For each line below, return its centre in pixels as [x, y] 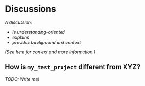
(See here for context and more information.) [50, 52]
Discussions [31, 9]
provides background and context [46, 42]
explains [21, 37]
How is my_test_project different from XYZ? [73, 67]
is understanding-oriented [38, 32]
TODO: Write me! [22, 79]
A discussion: [19, 22]
